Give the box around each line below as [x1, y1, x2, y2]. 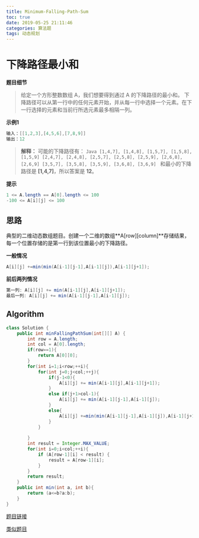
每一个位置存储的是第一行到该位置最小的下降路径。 [6, 239, 131, 246]
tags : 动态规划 [6, 31, 40, 37]
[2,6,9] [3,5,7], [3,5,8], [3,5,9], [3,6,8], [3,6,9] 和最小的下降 [20, 160, 191, 167]
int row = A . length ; [27, 336, 78, 342]
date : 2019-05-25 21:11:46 [6, 20, 73, 25]
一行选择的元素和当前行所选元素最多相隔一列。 [20, 106, 135, 113]
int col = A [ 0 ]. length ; [27, 341, 86, 347]
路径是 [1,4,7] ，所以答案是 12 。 [20, 167, 98, 175]
